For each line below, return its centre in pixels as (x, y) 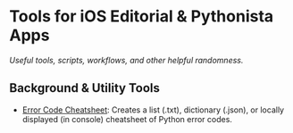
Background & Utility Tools (85, 88)
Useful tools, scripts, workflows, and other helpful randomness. (126, 60)
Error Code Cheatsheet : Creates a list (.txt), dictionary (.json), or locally (153, 110)
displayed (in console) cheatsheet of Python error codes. (127, 119)
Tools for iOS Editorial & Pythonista (142, 17)
